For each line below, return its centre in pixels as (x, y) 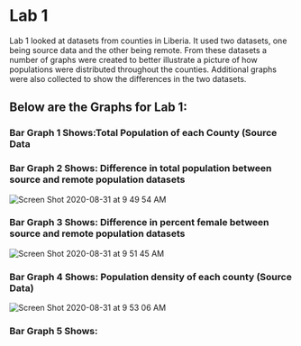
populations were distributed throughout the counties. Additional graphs (143, 69)
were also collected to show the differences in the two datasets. (128, 78)
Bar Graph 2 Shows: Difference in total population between (141, 168)
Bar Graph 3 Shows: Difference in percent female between (139, 223)
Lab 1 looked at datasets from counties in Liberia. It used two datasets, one (148, 41)
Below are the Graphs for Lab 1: (98, 108)
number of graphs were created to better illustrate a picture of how (134, 59)
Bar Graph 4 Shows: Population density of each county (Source (151, 277)
